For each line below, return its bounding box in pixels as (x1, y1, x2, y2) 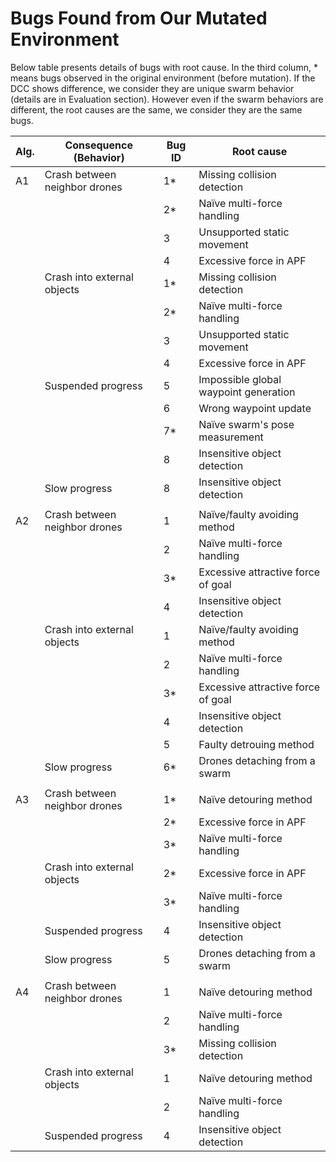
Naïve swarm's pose (198, 417, 295, 431)
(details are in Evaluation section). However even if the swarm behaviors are (10, 93, 324, 105)
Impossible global (198, 372, 282, 386)
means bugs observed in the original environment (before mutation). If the (10, 72, 316, 84)
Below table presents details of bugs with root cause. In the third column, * (10, 61, 318, 73)
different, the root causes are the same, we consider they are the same (10, 103, 303, 116)
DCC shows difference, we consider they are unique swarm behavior (10, 82, 295, 94)
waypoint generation (198, 385, 296, 399)
